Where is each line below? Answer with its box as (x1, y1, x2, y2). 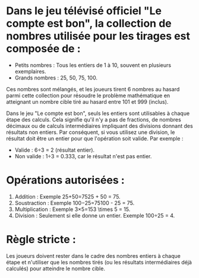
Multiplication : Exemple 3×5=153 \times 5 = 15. (14, 206, 131, 213)
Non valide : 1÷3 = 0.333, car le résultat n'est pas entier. (14, 152, 152, 159)
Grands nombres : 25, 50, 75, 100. (14, 74, 98, 81)
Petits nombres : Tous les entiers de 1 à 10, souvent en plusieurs (14, 61, 171, 69)
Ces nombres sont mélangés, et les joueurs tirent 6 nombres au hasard (6, 85, 180, 92)
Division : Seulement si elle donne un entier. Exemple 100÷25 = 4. (14, 212, 175, 219)
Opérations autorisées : (6, 174, 125, 187)
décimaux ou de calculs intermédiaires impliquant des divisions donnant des (6, 122, 193, 129)
